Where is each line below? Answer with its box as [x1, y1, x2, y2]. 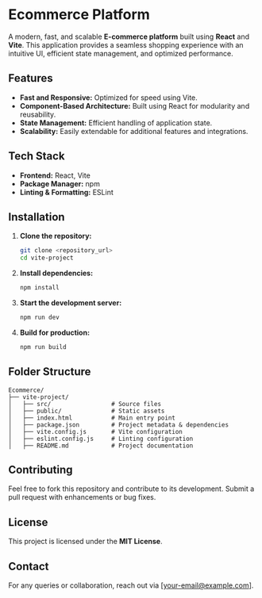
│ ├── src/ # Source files [8, 400, 161, 408]
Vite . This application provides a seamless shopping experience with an [8, 40, 244, 49]
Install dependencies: [19, 268, 94, 278]
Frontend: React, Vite [19, 171, 91, 180]
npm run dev [19, 313, 60, 321]
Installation [8, 210, 65, 224]
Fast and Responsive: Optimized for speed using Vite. [19, 93, 198, 102]
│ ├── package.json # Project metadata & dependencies [8, 420, 229, 429]
